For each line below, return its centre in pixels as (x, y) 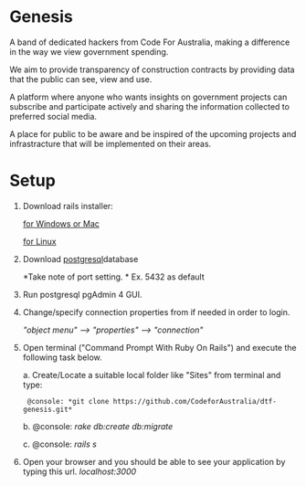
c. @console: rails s (60, 444)
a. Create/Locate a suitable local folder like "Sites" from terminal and (152, 375)
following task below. (62, 357)
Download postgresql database (80, 259)
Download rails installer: (68, 206)
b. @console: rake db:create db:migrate (98, 426)
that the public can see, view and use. (81, 79)
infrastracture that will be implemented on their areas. (111, 143)
